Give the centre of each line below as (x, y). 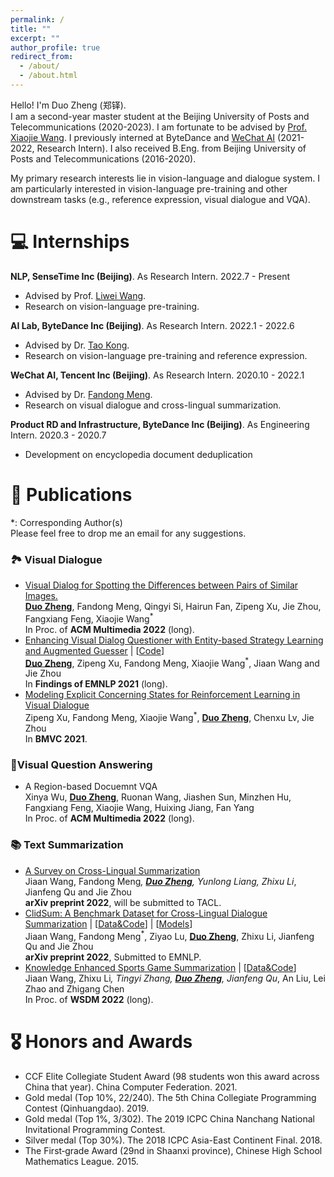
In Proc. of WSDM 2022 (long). (89, 1000)
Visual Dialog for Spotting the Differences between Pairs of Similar (161, 585)
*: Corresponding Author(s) (66, 522)
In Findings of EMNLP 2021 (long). (96, 684)
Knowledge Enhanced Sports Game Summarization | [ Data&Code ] (160, 968)
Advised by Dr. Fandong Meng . (88, 394)
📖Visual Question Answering (81, 764)
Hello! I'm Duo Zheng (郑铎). (68, 105)
